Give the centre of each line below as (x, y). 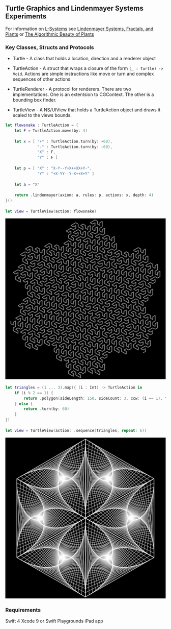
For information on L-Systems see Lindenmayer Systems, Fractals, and (79, 29)
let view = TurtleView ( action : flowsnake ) (51, 211)
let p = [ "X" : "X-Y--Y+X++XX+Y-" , (53, 168)
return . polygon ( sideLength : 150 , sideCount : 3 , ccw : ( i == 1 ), (93, 398)
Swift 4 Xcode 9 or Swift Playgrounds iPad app (54, 621)
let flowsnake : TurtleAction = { (42, 125)
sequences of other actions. (42, 79)
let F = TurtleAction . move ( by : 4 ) (51, 130)
